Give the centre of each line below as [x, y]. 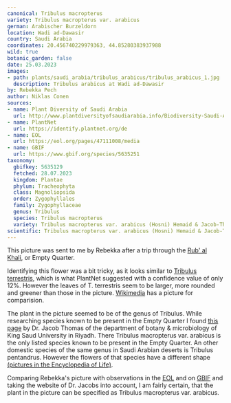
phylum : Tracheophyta [44, 186]
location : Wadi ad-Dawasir [46, 33]
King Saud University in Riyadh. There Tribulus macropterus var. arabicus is [114, 336]
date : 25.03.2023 [32, 65]
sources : [20, 103]
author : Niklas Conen [38, 97]
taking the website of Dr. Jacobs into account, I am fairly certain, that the [110, 385]
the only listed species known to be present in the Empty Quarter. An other [113, 343]
